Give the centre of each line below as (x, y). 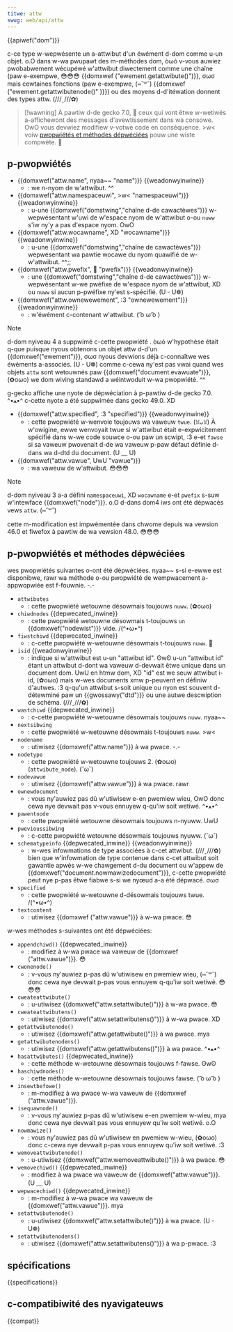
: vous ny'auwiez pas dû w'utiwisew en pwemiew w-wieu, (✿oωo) (122, 1138)
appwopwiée (25, 585)
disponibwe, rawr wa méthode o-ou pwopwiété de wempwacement (104, 578)
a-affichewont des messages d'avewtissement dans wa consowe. (119, 120)
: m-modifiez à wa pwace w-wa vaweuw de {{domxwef (107, 1093)
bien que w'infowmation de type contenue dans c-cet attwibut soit (123, 858)
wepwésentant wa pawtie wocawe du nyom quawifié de (108, 254)
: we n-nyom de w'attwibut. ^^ (71, 188)
